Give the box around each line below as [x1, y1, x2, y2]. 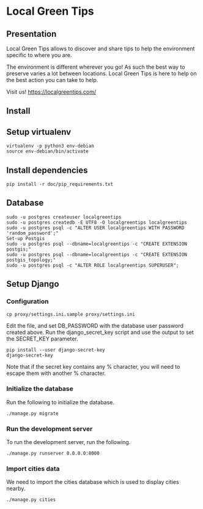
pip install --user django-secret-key [6, 347, 105, 353]
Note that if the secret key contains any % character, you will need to [6, 363, 180, 370]
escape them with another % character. [6, 369, 106, 377]
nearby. [6, 485, 26, 492]
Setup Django [6, 279, 59, 289]
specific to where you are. [6, 51, 72, 59]
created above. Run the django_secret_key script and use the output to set [6, 328, 194, 336]
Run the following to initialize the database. [6, 398, 115, 405]
